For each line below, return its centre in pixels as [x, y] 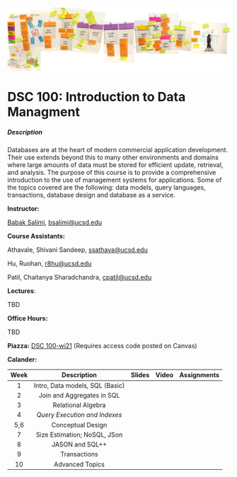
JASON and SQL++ [80, 444]
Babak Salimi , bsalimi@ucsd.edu [55, 222]
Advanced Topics [79, 464]
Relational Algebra [79, 405]
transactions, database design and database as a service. [91, 195]
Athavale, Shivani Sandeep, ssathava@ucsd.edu [78, 249]
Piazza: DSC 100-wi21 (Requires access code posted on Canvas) [102, 345]
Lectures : [22, 291]
